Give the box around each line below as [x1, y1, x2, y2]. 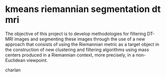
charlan [5, 66, 21, 73]
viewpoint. [26, 57, 48, 63]
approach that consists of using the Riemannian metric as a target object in [5, 41, 160, 47]
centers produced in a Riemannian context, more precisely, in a [5, 51, 135, 58]
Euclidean [5, 57, 26, 63]
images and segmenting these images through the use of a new [14, 36, 146, 42]
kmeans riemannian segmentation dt [5, 3, 161, 15]
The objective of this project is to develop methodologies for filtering [5, 30, 146, 36]
